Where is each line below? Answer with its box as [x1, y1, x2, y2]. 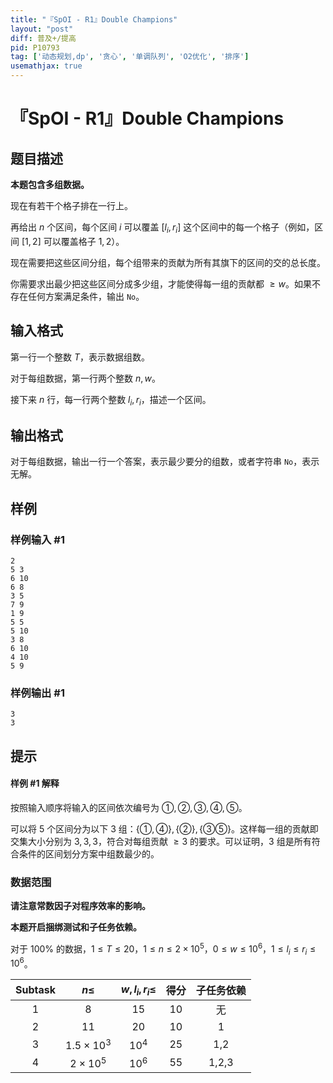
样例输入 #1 [10, 532, 65, 546]
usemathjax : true [10, 61, 83, 71]
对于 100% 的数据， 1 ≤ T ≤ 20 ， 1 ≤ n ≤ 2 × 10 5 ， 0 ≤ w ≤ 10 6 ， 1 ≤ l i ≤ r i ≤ [10, 941, 317, 957]
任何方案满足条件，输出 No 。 [27, 290, 145, 302]
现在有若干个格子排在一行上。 [10, 200, 133, 211]
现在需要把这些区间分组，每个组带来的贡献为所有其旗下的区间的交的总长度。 [10, 256, 326, 268]
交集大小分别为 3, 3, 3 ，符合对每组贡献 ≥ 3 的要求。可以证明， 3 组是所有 [10, 835, 312, 847]
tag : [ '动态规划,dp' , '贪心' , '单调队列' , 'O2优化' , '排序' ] [10, 52, 250, 62]
